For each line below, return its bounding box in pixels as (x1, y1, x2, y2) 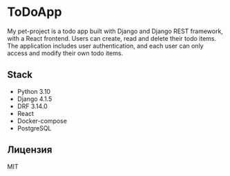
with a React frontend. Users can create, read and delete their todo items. (7, 34, 216, 42)
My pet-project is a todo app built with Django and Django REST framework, (7, 27, 223, 35)
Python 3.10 (17, 87, 50, 95)
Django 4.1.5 (17, 95, 52, 103)
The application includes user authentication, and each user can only (7, 41, 204, 50)
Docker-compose (17, 117, 68, 125)
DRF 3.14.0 (17, 101, 48, 110)
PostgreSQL (17, 124, 52, 132)
